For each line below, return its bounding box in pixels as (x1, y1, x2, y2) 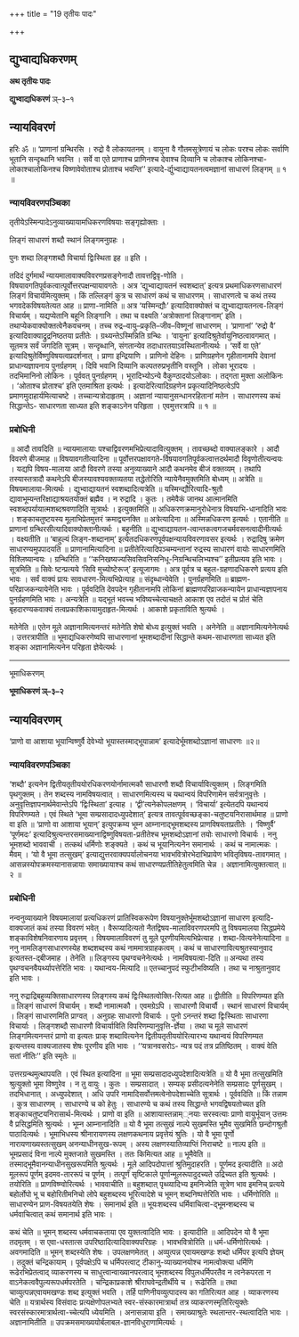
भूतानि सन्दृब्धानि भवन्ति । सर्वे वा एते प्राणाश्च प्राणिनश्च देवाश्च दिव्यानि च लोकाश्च (9, 153, 233, 164)
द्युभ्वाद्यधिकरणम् (9, 52, 77, 67)
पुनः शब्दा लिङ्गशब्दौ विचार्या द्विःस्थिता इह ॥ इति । (9, 252, 149, 263)
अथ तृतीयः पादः (9, 76, 51, 86)
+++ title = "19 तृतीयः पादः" (9, 9, 97, 19)
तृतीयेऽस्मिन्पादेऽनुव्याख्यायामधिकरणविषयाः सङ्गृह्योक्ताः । (9, 217, 166, 227)
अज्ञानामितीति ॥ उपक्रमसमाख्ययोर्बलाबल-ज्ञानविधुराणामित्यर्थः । (9, 1316, 184, 1327)
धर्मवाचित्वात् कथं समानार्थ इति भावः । (9, 1209, 113, 1219)
